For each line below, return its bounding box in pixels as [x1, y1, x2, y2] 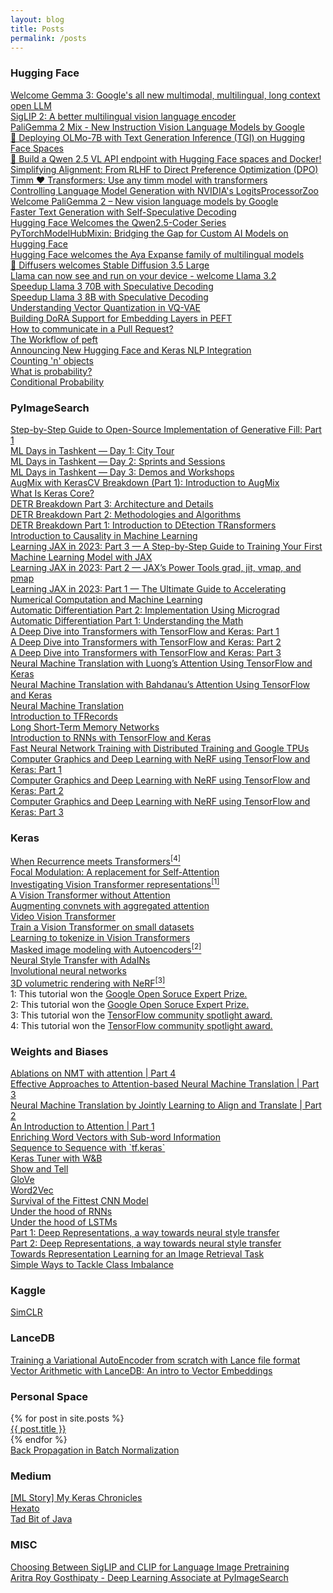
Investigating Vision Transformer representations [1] [10, 876, 220, 890]
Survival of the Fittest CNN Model [10, 1195, 149, 1207]
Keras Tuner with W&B [10, 1152, 103, 1165]
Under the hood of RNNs [10, 1206, 113, 1218]
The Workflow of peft [10, 333, 98, 345]
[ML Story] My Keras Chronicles [10, 1492, 143, 1504]
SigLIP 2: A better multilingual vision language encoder [10, 110, 237, 122]
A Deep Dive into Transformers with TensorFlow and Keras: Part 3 [10, 646, 282, 658]
